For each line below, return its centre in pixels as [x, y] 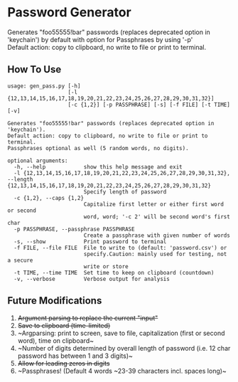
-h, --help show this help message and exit [98, 167]
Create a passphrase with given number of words [157, 235]
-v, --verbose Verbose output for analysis [92, 279]
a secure [20, 260]
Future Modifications [55, 301]
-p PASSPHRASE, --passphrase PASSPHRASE [74, 229]
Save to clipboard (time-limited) [64, 325]
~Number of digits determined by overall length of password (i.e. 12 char [124, 348]
